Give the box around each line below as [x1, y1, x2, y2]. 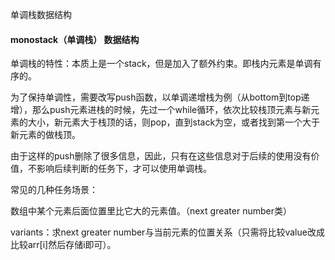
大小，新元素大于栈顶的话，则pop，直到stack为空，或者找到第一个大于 [27, 116, 321, 128]
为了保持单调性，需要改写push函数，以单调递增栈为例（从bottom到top [10, 91, 302, 103]
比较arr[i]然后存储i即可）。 [10, 239, 117, 251]
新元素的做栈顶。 [10, 129, 81, 141]
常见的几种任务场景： [10, 184, 98, 196]
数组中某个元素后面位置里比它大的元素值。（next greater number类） [10, 205, 292, 217]
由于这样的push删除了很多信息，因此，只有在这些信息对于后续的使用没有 [10, 150, 312, 162]
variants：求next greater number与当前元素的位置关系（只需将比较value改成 [10, 226, 325, 238]
